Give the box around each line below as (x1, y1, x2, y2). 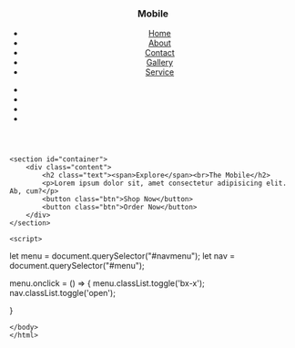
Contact (144, 47, 175, 58)
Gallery (146, 57, 174, 68)
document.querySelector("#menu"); (9, 261, 146, 271)
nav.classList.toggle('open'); (9, 288, 117, 299)
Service (145, 67, 175, 77)
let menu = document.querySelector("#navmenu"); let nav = (9, 251, 236, 261)
